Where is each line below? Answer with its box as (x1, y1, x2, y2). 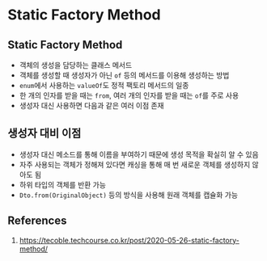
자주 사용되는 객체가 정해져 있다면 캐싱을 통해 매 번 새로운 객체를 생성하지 (19, 159, 251, 169)
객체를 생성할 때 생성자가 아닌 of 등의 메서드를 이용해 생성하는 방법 (19, 70, 230, 80)
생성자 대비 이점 (7, 127, 82, 141)
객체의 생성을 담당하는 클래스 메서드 (19, 61, 133, 69)
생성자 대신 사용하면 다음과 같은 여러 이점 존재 (19, 101, 164, 110)
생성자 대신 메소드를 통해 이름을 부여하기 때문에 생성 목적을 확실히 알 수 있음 (19, 149, 260, 159)
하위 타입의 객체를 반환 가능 (19, 179, 107, 189)
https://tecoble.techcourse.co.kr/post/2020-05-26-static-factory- (19, 235, 239, 245)
